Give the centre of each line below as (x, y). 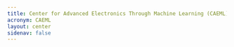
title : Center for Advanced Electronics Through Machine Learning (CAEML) (118, 13)
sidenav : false (29, 33)
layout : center (29, 26)
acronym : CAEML (29, 20)
